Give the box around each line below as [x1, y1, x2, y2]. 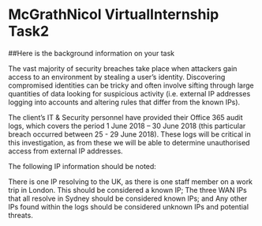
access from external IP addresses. [8, 146, 124, 156]
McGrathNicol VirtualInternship [8, 6, 219, 24]
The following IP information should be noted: [8, 161, 156, 171]
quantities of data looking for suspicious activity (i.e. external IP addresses [8, 89, 251, 98]
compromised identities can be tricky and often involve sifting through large [8, 81, 254, 90]
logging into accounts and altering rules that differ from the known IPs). [8, 97, 241, 107]
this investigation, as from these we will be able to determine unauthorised [8, 137, 250, 147]
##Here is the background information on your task [8, 48, 175, 58]
